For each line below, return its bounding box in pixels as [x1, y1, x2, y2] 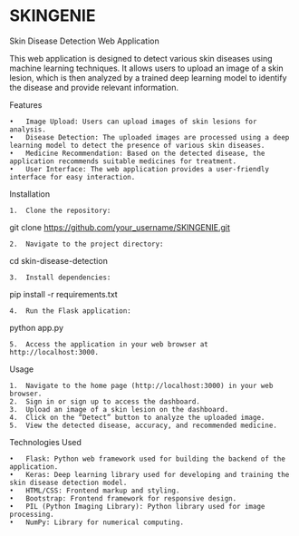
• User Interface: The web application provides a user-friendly [9, 164, 270, 173]
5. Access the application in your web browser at [9, 339, 208, 349]
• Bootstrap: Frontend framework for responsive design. [9, 493, 237, 503]
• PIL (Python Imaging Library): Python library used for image [9, 502, 265, 511]
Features [9, 99, 43, 110]
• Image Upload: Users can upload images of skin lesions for [9, 117, 257, 126]
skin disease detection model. [9, 478, 128, 487]
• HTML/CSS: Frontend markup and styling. [9, 486, 180, 495]
